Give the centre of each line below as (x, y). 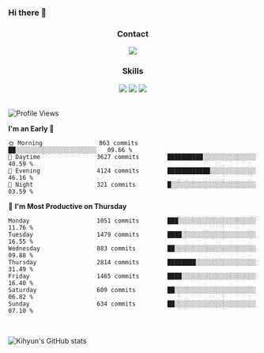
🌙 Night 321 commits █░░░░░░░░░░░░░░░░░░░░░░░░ (132, 184)
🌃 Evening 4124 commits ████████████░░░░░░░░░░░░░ (132, 171)
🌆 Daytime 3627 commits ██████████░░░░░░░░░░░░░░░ (132, 157)
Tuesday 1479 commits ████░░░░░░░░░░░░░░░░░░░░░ (132, 234)
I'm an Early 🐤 (31, 128)
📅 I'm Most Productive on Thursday (68, 206)
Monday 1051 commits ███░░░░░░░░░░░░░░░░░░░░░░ (132, 221)
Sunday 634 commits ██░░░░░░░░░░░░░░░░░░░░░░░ (132, 304)
